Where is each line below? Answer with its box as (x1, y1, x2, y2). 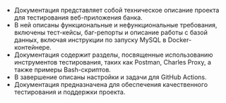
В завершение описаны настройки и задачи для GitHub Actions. (13, 73, 207, 81)
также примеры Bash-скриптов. (13, 66, 112, 74)
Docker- (167, 36, 192, 44)
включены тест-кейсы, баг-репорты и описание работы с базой (13, 28, 208, 36)
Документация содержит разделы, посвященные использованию (13, 50, 213, 59)
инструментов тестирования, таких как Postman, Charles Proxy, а (13, 58, 212, 66)
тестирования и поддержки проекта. (13, 88, 126, 96)
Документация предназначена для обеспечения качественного (13, 81, 208, 88)
